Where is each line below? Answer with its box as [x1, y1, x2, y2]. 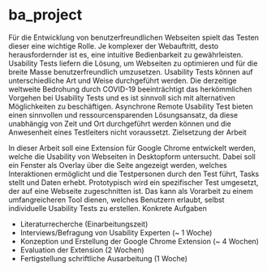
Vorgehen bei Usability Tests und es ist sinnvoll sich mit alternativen [8, 92, 235, 102]
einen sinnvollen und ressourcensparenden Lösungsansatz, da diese [8, 110, 238, 119]
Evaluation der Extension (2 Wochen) [19, 245, 144, 255]
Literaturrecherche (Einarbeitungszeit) [19, 219, 149, 229]
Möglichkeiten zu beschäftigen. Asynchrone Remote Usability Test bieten [8, 101, 253, 111]
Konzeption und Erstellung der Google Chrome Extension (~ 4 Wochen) [19, 236, 260, 246]
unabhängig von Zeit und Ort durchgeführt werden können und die [8, 118, 231, 128]
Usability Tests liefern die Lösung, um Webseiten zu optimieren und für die [8, 58, 258, 68]
